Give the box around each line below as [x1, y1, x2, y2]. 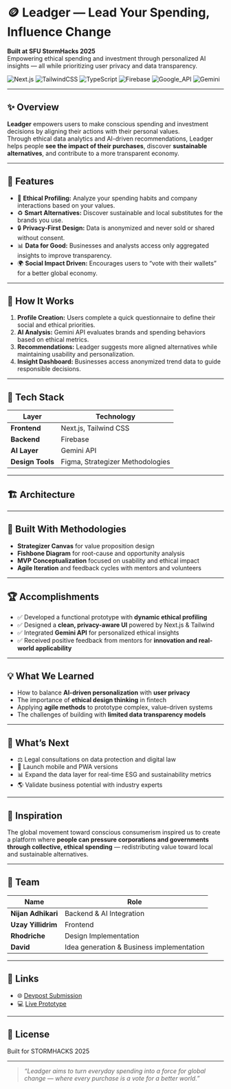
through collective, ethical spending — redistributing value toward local [7, 843, 213, 851]
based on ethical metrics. [16, 335, 89, 344]
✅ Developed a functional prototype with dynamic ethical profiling [16, 612, 208, 621]
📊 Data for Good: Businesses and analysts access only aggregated [16, 241, 210, 250]
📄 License [7, 1028, 50, 1041]
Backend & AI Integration [64, 908, 145, 918]
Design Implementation [64, 931, 140, 941]
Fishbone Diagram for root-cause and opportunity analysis [16, 549, 185, 557]
